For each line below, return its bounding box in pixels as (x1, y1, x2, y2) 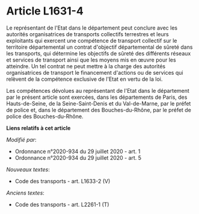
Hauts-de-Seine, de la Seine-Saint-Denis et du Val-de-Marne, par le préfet (6, 99, 191, 107)
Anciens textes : (6, 189, 45, 197)
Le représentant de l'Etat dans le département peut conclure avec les (6, 24, 178, 31)
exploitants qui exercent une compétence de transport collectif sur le (6, 37, 177, 44)
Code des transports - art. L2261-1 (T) (14, 201, 109, 208)
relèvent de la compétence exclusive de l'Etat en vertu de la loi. (6, 75, 163, 83)
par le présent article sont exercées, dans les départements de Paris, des (6, 93, 188, 101)
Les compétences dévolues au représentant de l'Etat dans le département (6, 87, 189, 94)
